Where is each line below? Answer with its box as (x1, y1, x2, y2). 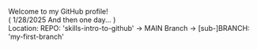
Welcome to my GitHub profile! (8, 7, 108, 16)
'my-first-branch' (8, 32, 65, 41)
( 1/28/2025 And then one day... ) (8, 15, 116, 24)
